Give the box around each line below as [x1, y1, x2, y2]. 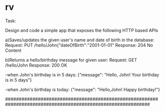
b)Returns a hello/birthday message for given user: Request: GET [5, 57, 137, 63]
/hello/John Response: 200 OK [5, 62, 67, 68]
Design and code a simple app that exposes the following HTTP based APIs [5, 27, 159, 33]
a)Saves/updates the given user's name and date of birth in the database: [5, 37, 155, 43]
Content [5, 47, 22, 53]
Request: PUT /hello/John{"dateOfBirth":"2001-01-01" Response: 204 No [5, 42, 153, 48]
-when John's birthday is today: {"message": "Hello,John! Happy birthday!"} [5, 86, 160, 92]
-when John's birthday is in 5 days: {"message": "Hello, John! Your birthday [5, 72, 159, 77]
